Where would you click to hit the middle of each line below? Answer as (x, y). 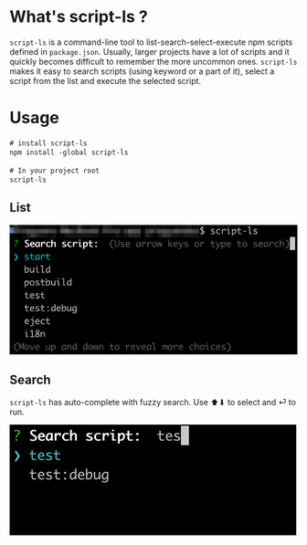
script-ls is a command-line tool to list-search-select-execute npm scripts (151, 42)
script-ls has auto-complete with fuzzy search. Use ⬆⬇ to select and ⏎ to (153, 402)
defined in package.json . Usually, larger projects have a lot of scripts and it (149, 51)
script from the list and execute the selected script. (106, 80)
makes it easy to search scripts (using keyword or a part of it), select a (142, 71)
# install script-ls (49, 143)
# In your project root (55, 171)
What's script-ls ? (79, 17)
